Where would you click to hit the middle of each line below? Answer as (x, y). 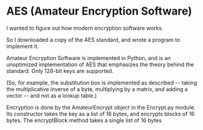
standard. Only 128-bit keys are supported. (60, 70)
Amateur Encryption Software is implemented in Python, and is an (89, 58)
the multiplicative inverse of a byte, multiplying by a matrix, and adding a (97, 89)
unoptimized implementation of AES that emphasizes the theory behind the (100, 64)
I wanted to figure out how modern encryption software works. (85, 28)
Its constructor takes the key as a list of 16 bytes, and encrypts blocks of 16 (101, 114)
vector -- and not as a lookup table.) (52, 95)
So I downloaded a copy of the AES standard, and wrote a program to (93, 39)
